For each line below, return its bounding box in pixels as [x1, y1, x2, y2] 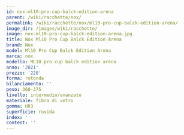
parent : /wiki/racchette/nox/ [6, 14, 82, 20]
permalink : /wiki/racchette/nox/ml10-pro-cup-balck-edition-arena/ [6, 20, 179, 26]
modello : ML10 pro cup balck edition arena [6, 59, 117, 65]
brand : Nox [6, 42, 34, 48]
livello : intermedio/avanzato [6, 92, 82, 98]
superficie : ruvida [6, 109, 55, 115]
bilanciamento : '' [6, 81, 52, 87]
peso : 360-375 [6, 87, 42, 93]
